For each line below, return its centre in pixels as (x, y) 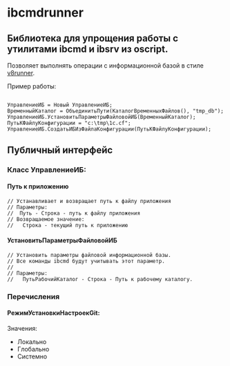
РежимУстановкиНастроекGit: (54, 313)
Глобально (33, 349)
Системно (32, 356)
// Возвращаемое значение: (46, 219)
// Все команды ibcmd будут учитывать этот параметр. (86, 261)
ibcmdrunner (46, 13)
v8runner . (21, 73)
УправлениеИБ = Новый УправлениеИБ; (60, 105)
